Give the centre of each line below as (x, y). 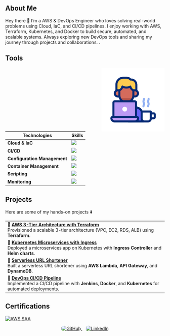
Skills (77, 135)
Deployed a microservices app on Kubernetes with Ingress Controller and (84, 248)
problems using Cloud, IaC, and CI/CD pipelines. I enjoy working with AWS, (83, 26)
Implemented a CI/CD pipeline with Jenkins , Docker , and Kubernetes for (83, 284)
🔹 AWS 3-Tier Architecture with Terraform (53, 224)
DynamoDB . (20, 271)
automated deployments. (33, 289)
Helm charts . (21, 253)
